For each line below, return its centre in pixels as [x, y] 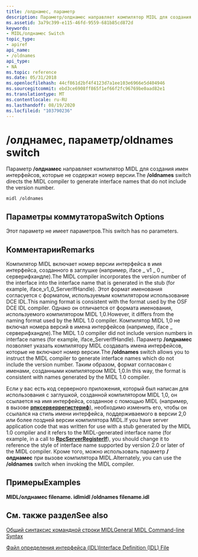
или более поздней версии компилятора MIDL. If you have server [87, 420]
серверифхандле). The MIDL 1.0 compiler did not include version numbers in [99, 333]
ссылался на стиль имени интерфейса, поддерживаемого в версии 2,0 [96, 413]
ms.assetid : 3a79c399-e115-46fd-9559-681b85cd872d [70, 22]
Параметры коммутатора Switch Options [85, 217]
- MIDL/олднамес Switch [35, 34]
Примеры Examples [43, 483]
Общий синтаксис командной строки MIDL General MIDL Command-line [95, 530]
